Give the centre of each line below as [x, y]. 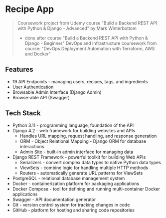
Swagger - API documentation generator [54, 199]
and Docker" [38, 54]
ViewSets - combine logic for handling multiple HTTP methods [84, 168]
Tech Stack [23, 113]
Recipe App [29, 9]
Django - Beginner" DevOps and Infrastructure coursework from [91, 43]
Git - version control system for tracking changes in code [71, 205]
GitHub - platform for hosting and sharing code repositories [73, 210]
